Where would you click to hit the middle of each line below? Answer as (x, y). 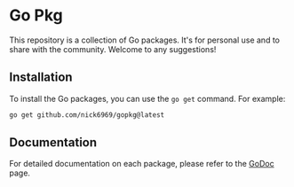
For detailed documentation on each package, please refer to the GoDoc (142, 164)
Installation (41, 78)
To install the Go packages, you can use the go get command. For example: (147, 98)
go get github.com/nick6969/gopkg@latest (87, 115)
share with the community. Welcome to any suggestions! (113, 49)
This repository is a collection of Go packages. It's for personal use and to (144, 40)
